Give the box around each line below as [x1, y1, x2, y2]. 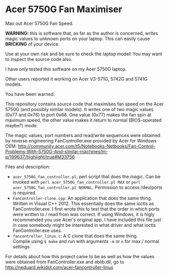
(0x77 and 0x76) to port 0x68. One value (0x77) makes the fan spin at [5, 112, 151, 118]
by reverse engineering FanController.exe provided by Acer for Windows [5, 137, 157, 144]
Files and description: [5, 163, 51, 169]
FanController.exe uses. [12, 227, 62, 233]
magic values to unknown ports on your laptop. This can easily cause [5, 36, 150, 42]
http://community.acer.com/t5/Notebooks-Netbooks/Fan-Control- [17, 143, 156, 149]
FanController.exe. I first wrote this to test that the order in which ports [12, 205, 160, 212]
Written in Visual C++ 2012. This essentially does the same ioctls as [12, 200, 154, 207]
